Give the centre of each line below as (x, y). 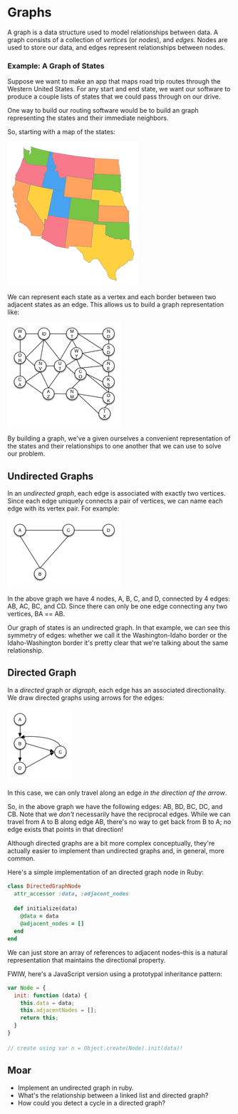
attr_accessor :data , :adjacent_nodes (72, 893)
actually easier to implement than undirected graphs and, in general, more (116, 850)
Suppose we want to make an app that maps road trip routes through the (114, 81)
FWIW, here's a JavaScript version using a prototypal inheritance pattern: (115, 974)
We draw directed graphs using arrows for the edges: (86, 698)
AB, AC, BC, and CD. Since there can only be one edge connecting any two (118, 606)
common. (21, 858)
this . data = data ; (47, 1003)
